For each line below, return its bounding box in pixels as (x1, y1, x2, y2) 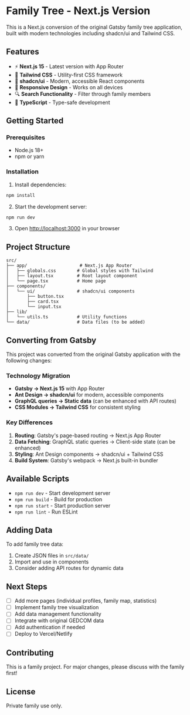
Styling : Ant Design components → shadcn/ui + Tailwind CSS (14, 451, 164, 458)
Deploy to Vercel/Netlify (14, 630, 73, 637)
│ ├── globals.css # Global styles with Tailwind (6, 268, 154, 274)
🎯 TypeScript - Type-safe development (14, 99, 110, 106)
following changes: (6, 357, 52, 364)
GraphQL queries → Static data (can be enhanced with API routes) (14, 398, 177, 405)
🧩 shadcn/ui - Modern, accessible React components (14, 78, 145, 85)
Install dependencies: (14, 181, 67, 188)
